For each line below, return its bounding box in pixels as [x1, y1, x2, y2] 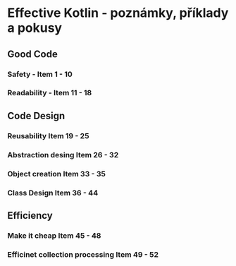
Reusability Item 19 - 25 [7, 131, 89, 140]
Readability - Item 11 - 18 [7, 88, 92, 98]
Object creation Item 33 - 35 [7, 169, 106, 179]
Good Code [7, 48, 58, 60]
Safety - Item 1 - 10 [7, 69, 73, 79]
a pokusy [7, 20, 62, 36]
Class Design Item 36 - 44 [7, 188, 99, 198]
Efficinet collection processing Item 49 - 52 [7, 249, 159, 259]
